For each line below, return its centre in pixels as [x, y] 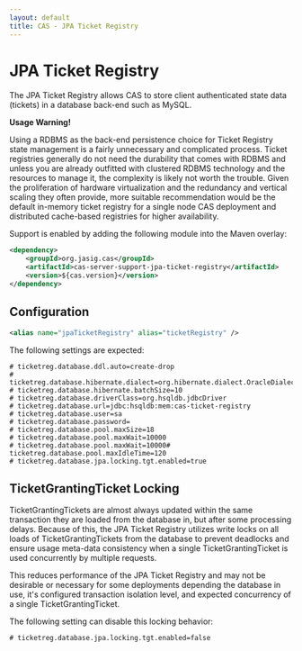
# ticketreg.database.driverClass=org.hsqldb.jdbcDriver [118, 398]
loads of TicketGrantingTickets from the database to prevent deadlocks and [149, 539]
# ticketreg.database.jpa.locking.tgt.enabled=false [110, 638]
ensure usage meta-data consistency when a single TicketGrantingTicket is [149, 548]
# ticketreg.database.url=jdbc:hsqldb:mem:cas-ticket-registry [130, 406]
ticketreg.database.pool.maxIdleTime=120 [88, 453]
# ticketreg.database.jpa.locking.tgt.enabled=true [108, 461]
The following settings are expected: [77, 350]
